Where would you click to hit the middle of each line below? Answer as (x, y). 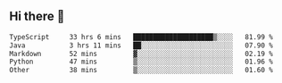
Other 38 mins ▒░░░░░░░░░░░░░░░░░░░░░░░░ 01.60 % (141, 71)
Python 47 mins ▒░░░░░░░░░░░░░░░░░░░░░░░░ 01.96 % (141, 62)
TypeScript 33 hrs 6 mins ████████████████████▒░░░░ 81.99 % (141, 37)
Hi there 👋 (37, 17)
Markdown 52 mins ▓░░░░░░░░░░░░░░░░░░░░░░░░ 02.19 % (141, 54)
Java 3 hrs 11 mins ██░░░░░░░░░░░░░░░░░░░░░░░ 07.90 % (141, 46)
